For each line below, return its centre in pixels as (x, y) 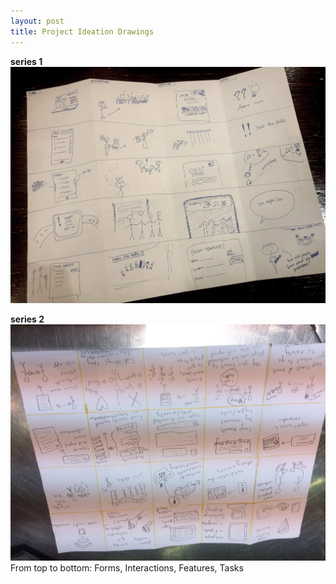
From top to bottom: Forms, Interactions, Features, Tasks (127, 567)
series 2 (27, 319)
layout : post (37, 21)
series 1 (26, 61)
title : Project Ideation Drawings (82, 31)
